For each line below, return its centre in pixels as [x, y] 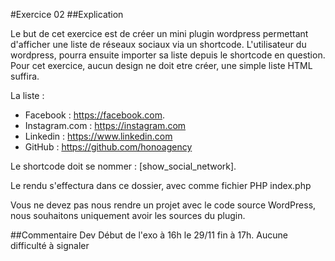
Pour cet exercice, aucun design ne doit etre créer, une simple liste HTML [161, 65]
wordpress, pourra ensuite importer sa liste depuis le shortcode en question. [168, 55]
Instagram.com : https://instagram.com [105, 125]
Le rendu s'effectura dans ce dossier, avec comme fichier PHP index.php [161, 185]
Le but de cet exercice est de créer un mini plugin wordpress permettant [159, 33]
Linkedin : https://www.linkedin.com [98, 136]
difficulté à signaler [50, 245]
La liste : [27, 95]
